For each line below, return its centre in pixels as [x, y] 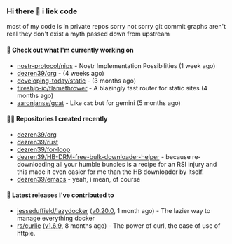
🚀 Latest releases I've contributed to [60, 195]
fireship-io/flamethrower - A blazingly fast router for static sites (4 [112, 88]
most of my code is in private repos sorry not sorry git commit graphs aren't [116, 27]
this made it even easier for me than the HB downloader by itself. [110, 172]
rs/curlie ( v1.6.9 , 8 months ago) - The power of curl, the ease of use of [118, 225]
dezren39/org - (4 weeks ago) [60, 73]
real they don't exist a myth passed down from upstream [88, 34]
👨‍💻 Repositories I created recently [57, 119]
